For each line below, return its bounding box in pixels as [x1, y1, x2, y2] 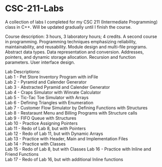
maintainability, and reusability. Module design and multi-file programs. [5, 44, 147, 50]
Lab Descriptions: [5, 68, 40, 74]
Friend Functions [5, 151, 39, 157]
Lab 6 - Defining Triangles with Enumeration [5, 100, 94, 105]
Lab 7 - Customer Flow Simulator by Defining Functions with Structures [5, 105, 148, 111]
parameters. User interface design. [5, 59, 75, 65]
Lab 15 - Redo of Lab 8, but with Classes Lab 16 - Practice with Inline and [5, 146, 151, 152]
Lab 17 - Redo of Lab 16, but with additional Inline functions [5, 156, 123, 162]
